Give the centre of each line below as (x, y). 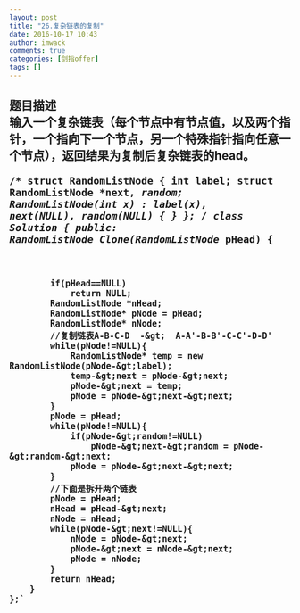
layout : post (33, 17)
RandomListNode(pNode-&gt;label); (91, 366)
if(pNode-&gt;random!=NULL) (137, 437)
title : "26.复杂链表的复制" (57, 26)
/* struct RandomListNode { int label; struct (142, 181)
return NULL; (101, 294)
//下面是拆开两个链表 (93, 489)
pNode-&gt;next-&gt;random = (160, 447)
